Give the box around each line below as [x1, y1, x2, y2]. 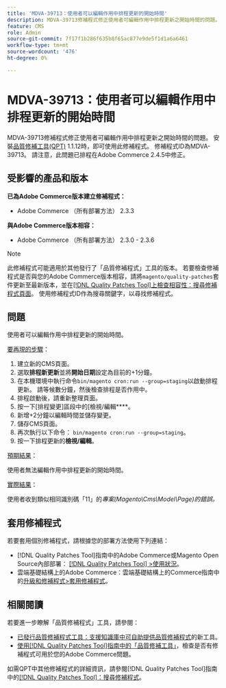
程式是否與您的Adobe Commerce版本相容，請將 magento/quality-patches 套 [7, 272, 219, 280]
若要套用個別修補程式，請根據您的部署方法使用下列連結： [7, 537, 169, 545]
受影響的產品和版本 [7, 173, 88, 184]
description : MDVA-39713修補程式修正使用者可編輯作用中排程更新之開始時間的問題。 [7, 16, 221, 23]
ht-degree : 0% [7, 55, 48, 62]
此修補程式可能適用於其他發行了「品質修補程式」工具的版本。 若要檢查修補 [7, 263, 219, 271]
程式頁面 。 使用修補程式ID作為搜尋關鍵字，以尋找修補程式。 [7, 289, 177, 297]
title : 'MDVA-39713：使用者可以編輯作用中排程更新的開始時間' [7, 10, 168, 17]
